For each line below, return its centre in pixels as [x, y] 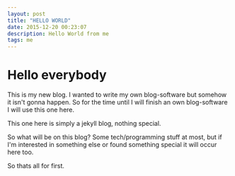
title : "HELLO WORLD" [39, 20]
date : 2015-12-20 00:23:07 [47, 27]
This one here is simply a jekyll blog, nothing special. [84, 124]
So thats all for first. [36, 166]
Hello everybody [57, 75]
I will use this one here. [41, 110]
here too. [21, 152]
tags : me [20, 40]
